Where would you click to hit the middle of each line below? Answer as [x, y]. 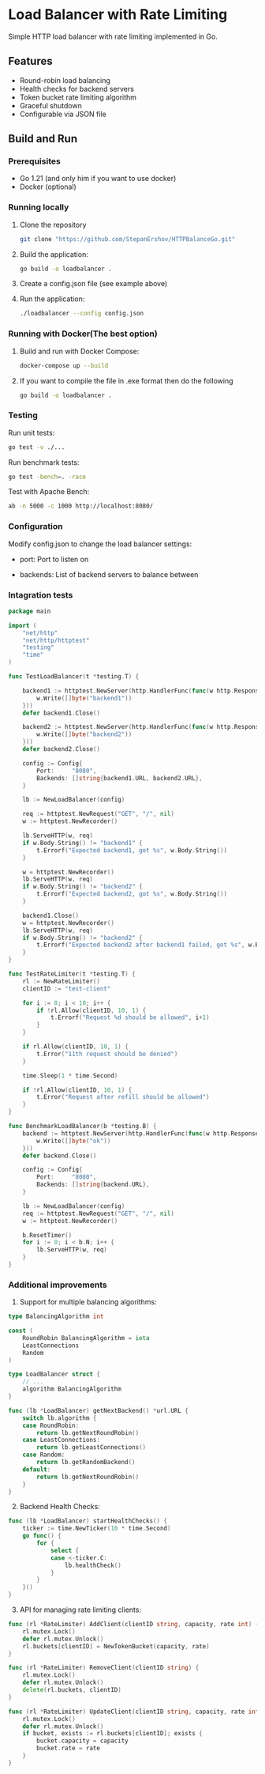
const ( [21, 1331]
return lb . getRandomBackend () [86, 1463]
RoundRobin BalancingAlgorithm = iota [86, 1338]
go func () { [42, 1536]
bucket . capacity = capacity [82, 1741]
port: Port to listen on [54, 559]
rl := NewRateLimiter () [62, 981]
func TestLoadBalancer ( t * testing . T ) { [74, 677]
